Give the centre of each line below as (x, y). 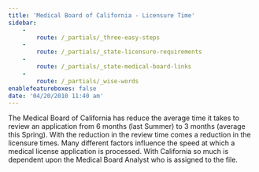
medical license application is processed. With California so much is (118, 152)
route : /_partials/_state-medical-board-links (114, 67)
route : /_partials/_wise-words (88, 81)
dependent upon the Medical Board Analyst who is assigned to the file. (123, 160)
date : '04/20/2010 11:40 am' (56, 96)
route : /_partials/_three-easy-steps (98, 37)
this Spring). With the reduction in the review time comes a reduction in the (129, 135)
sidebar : (22, 23)
